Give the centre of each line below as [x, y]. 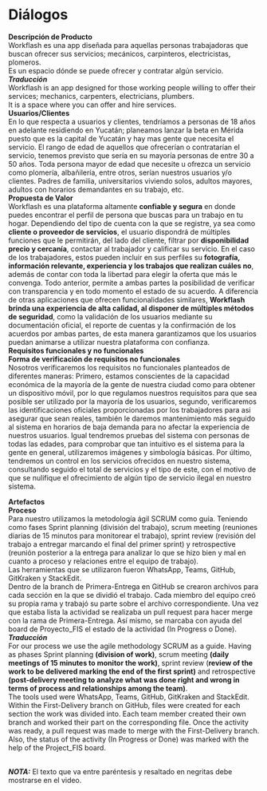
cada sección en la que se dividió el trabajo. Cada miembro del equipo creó [132, 595]
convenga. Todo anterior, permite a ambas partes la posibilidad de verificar [132, 283]
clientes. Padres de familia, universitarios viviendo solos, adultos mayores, [130, 180]
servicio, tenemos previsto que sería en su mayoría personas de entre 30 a [131, 155]
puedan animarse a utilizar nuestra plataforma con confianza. [109, 342]
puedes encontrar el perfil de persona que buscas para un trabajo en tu [126, 215]
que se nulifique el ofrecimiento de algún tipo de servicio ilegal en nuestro [130, 477]
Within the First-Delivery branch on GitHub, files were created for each [124, 705]
